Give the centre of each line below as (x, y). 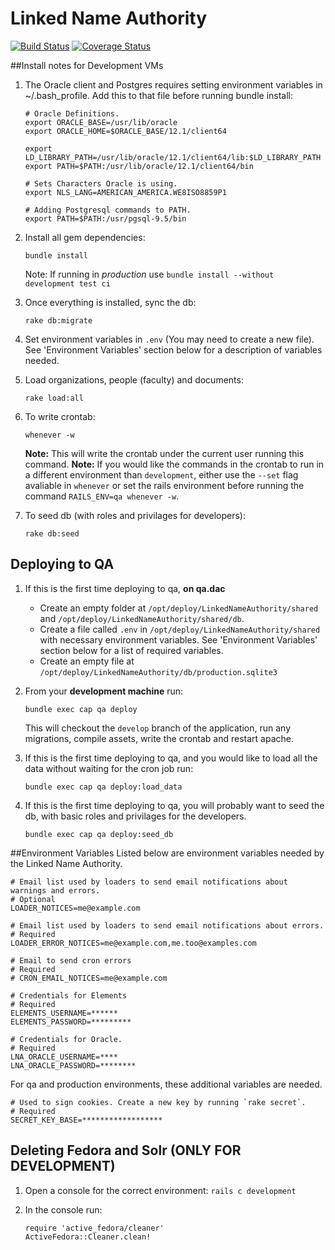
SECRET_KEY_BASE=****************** (86, 1120)
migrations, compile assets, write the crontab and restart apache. (159, 738)
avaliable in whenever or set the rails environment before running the (164, 485)
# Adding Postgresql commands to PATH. (108, 210)
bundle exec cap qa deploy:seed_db (99, 834)
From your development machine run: (104, 691)
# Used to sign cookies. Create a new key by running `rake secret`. (158, 1102)
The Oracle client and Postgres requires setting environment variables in (173, 84)
